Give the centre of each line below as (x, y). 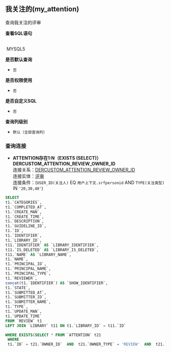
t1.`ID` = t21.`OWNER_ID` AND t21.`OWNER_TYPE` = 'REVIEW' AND (79, 344)
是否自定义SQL (21, 100)
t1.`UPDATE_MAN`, (24, 312)
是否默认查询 (19, 59)
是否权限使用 (19, 80)
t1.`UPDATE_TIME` (24, 316)
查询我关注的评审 (23, 22)
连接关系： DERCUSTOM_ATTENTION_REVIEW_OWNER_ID (74, 170)
